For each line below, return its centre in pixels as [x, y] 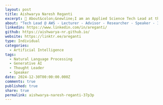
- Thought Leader [27, 68]
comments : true [20, 81]
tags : [10, 54]
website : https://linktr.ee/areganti [43, 37]
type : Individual [23, 41]
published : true [21, 86]
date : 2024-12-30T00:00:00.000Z [38, 77]
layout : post [18, 9]
